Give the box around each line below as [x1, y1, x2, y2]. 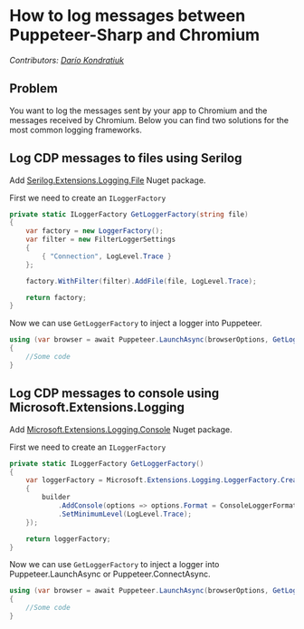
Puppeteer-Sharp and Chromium [9, 24, 261, 45]
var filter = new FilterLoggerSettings [25, 235, 176, 245]
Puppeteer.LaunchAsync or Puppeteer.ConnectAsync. [9, 568, 211, 580]
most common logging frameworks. [9, 124, 142, 135]
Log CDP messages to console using [9, 386, 220, 402]
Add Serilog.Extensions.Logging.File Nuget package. [9, 174, 206, 186]
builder [42, 493, 71, 502]
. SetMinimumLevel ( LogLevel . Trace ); [57, 509, 193, 518]
